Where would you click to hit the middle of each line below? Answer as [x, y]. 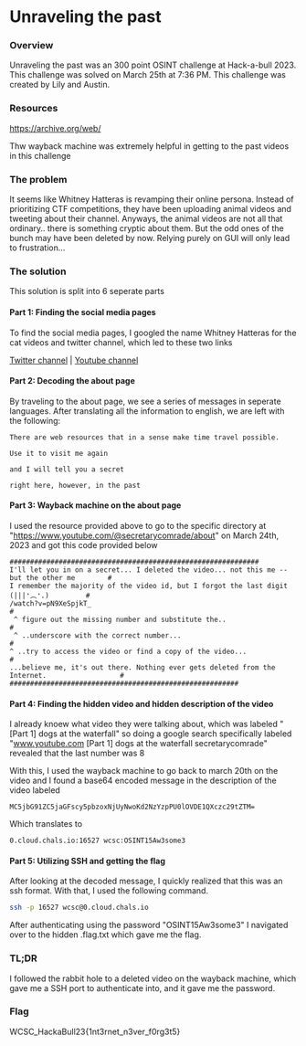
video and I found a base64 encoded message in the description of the [143, 781]
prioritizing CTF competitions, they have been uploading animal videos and [151, 209]
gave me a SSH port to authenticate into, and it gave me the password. [142, 988]
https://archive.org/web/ [55, 128]
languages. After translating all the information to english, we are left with [147, 411]
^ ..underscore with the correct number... [97, 635]
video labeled [35, 790]
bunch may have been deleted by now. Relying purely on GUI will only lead [150, 238]
